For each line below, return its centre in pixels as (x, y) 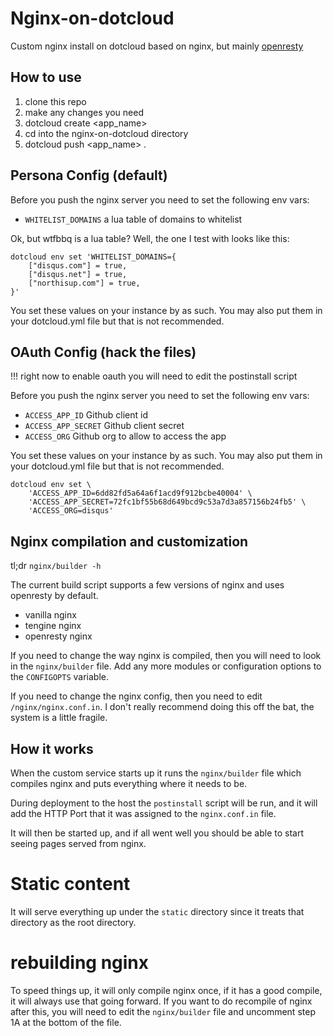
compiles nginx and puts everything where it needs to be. (129, 783)
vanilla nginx (50, 615)
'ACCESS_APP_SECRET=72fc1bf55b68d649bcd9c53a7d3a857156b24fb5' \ (167, 502)
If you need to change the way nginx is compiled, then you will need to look (166, 656)
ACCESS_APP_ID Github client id (86, 415)
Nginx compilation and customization (129, 541)
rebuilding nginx (80, 963)
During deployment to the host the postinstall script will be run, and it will (164, 803)
